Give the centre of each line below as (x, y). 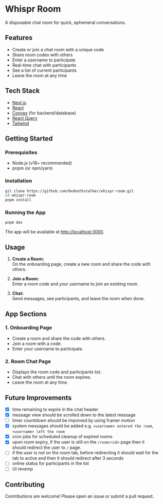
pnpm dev (14, 223)
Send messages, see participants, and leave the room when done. (78, 299)
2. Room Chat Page (28, 361)
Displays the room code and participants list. (57, 372)
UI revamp (22, 469)
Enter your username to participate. (48, 349)
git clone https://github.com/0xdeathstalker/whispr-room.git (69, 191)
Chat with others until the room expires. (52, 377)
